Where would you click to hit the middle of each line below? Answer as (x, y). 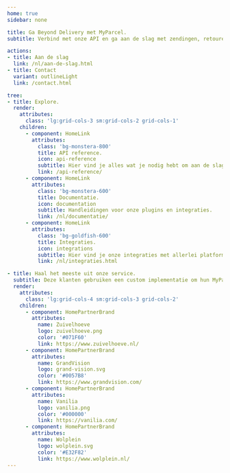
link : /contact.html (42, 83)
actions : (20, 51)
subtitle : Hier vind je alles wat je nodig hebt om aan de (124, 165)
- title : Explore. (33, 102)
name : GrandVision (64, 363)
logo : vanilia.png (64, 408)
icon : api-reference (67, 159)
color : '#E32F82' (62, 452)
